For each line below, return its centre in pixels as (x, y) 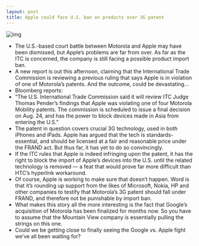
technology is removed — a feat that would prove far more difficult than (103, 166)
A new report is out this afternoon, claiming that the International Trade (102, 71)
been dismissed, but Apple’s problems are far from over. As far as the (100, 52)
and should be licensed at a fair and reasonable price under (113, 141)
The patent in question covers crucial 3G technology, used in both (96, 128)
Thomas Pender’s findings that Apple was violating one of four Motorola (103, 103)
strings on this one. (39, 223)
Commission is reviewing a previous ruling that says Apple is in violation (103, 78)
